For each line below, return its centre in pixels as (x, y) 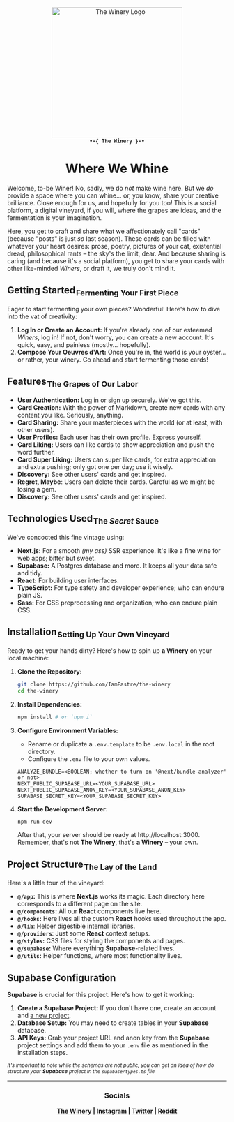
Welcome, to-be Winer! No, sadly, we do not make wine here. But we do (110, 188)
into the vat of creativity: (42, 316)
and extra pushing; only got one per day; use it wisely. (95, 466)
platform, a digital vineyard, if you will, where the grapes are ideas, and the (114, 210)
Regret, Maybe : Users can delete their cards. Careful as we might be (116, 482)
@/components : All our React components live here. (89, 911)
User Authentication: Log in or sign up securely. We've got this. (109, 400)
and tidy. (30, 573)
